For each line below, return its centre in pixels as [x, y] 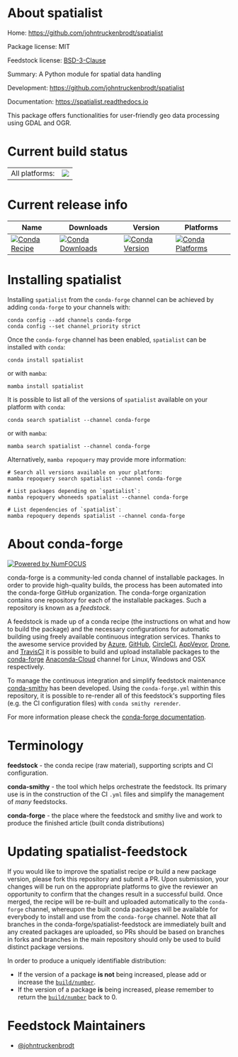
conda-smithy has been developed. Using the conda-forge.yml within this [114, 688]
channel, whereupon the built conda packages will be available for [121, 909]
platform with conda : [36, 407]
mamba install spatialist [45, 386]
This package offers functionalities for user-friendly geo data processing [113, 115]
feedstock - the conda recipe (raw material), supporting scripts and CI [110, 765]
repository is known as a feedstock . [59, 607]
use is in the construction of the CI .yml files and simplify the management [116, 794]
